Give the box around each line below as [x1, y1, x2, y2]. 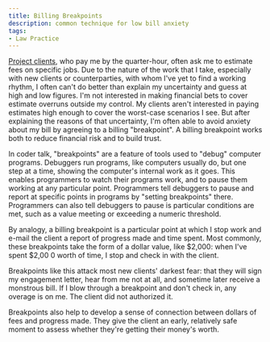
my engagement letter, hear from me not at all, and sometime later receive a [8, 275, 260, 285]
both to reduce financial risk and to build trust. [8, 134, 162, 144]
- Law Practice [8, 34, 60, 43]
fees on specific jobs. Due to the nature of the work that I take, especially [8, 65, 251, 75]
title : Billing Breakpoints [8, 11, 103, 20]
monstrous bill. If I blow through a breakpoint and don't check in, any [8, 283, 237, 293]
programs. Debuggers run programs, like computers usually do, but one [8, 158, 247, 168]
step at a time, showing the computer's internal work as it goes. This [8, 166, 235, 176]
